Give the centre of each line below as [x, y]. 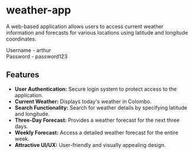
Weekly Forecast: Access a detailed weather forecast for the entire [96, 132]
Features [23, 75]
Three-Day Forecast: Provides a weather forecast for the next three [97, 120]
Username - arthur [29, 50]
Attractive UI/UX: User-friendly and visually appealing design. [90, 145]
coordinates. [21, 39]
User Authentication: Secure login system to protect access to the [96, 89]
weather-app [39, 10]
